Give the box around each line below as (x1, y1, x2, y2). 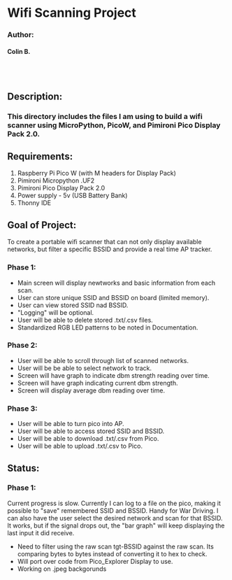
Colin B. (7, 47, 31, 55)
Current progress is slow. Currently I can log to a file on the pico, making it (7, 499, 222, 507)
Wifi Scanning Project (7, 5, 136, 21)
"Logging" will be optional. (17, 308, 94, 316)
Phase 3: (7, 404, 38, 413)
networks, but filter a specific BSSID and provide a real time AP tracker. (7, 245, 212, 253)
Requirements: (7, 150, 73, 162)
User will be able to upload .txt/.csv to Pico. (17, 442, 143, 451)
